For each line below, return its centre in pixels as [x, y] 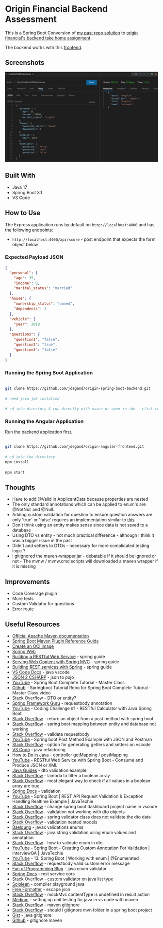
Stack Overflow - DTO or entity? [44, 698]
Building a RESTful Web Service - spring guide [58, 656]
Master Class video [31, 693]
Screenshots [25, 63]
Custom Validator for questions [43, 604]
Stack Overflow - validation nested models [55, 822]
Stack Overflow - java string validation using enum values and [74, 832]
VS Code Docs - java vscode [41, 672]
